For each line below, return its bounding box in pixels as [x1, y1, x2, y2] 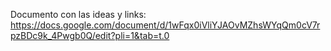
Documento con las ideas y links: [10, 9, 147, 20]
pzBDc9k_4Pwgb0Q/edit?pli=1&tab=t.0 [10, 30, 170, 41]
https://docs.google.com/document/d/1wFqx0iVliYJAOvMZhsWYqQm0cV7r [10, 19, 321, 31]
